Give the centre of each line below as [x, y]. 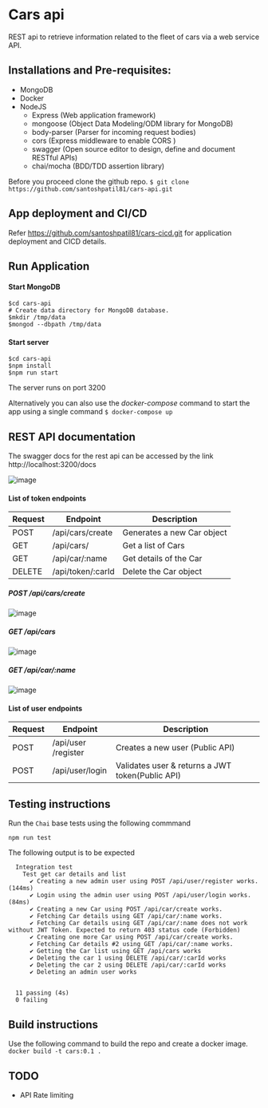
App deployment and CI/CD [78, 214]
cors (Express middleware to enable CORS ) [104, 140]
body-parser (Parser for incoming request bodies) [114, 132]
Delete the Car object [162, 572]
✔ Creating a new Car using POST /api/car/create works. [126, 909]
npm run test [30, 838]
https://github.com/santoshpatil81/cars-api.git [91, 189]
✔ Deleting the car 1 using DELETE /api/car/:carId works [128, 958]
